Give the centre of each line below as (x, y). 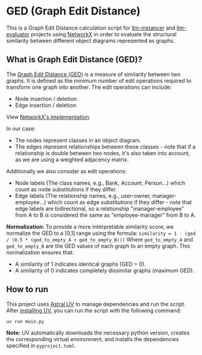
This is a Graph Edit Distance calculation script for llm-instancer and (91, 28)
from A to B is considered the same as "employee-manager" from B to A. (105, 215)
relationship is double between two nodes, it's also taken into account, (103, 153)
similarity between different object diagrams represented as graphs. (91, 40)
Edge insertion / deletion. (46, 105)
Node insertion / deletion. (46, 98)
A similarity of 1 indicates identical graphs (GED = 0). (80, 264)
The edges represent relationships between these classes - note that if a (105, 147)
